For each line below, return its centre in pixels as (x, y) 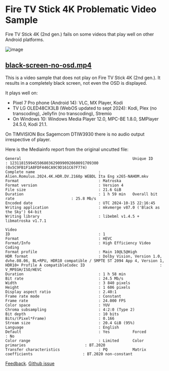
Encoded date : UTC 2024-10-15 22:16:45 (80, 203)
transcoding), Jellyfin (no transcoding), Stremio (62, 113)
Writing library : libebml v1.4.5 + (72, 216)
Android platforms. (25, 40)
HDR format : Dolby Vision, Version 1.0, (84, 256)
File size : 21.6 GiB (63, 190)
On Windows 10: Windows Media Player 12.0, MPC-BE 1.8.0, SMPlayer (86, 119)
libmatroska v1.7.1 (26, 221)
